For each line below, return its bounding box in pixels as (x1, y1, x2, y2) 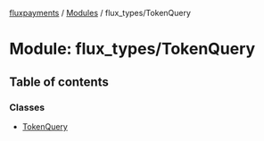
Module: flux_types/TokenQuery (9, 39, 256, 59)
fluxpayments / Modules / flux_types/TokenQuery (9, 8, 192, 18)
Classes (9, 101, 45, 113)
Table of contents (9, 74, 109, 89)
